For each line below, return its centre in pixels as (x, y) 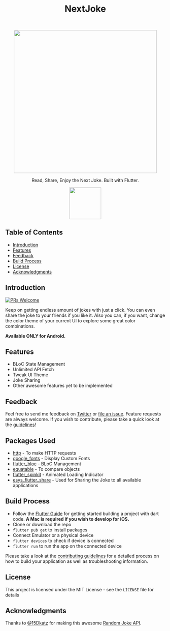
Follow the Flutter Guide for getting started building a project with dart (86, 514)
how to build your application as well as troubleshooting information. (77, 561)
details (12, 595)
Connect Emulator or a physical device (53, 535)
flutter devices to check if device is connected (63, 540)
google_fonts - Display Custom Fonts (51, 458)
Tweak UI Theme (30, 375)
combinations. (20, 326)
